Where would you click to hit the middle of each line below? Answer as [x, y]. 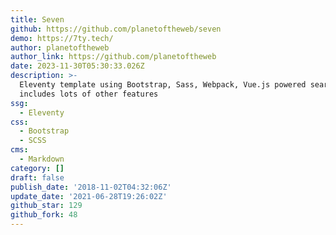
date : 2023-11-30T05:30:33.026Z [77, 66]
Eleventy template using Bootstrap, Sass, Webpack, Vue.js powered [163, 85]
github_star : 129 [46, 206]
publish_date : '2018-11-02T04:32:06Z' [91, 187]
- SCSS [33, 141]
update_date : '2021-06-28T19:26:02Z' [89, 196]
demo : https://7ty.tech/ [62, 38]
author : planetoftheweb [60, 47]
